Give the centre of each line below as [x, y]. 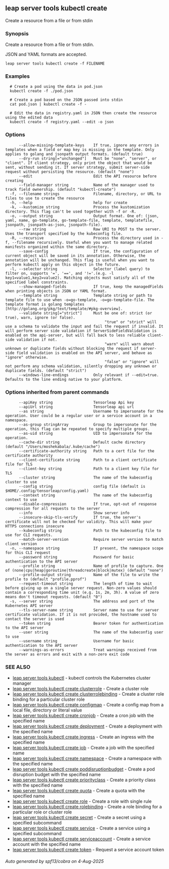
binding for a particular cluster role [48, 699]
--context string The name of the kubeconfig [85, 495]
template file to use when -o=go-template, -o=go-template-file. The [80, 300]
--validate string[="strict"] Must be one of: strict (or [85, 313]
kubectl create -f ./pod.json [41, 91]
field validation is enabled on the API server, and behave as [84, 353]
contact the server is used [35, 619]
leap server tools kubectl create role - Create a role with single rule [82, 801]
